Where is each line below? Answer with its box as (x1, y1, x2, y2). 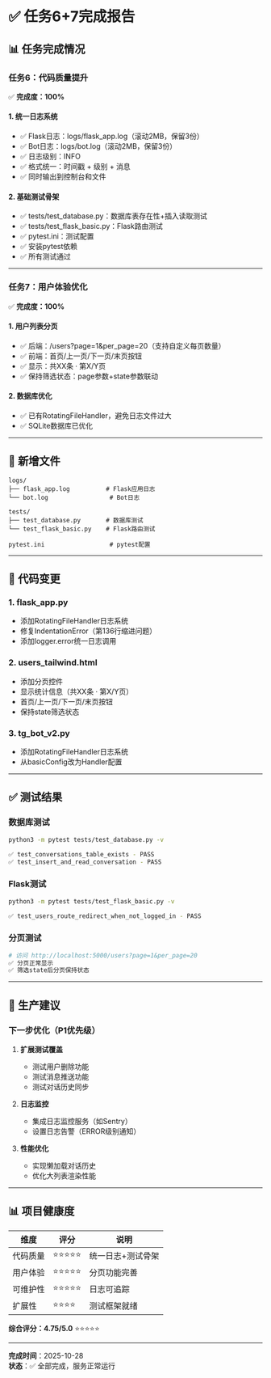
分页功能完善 (89, 1267, 139, 1279)
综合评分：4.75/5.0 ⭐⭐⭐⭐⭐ (8, 1323, 100, 1333)
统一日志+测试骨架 (89, 1250, 160, 1262)
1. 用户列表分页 (8, 321, 58, 332)
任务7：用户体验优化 (8, 281, 88, 293)
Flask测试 (8, 878, 47, 890)
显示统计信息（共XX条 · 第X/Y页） (19, 687, 133, 696)
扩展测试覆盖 (19, 1045, 63, 1055)
